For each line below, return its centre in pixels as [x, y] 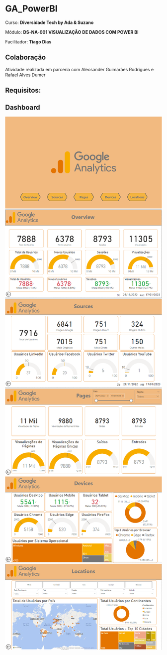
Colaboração [26, 58]
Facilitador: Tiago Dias [28, 42]
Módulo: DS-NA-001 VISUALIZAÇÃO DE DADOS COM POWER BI [72, 32]
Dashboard [23, 107]
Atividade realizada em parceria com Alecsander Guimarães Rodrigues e [80, 69]
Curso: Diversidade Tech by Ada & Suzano [49, 22]
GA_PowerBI [32, 9]
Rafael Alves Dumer [25, 75]
